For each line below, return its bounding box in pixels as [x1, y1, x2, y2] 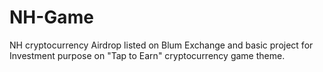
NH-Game [9, 6, 94, 29]
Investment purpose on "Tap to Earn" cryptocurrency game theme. [9, 49, 286, 61]
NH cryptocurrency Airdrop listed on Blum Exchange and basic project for [9, 39, 314, 51]
